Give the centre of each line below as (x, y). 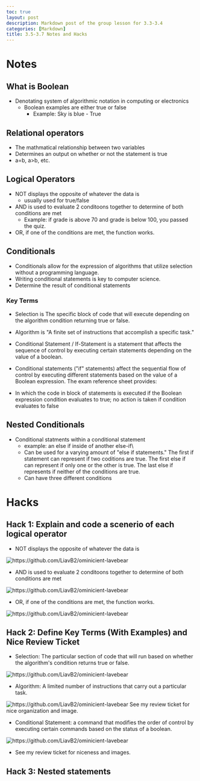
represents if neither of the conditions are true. (82, 472)
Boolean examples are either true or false (75, 108)
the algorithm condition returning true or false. (72, 320)
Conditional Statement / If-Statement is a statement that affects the (98, 344)
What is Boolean (38, 86)
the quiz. (35, 226)
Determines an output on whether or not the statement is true (91, 154)
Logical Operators (41, 179)
